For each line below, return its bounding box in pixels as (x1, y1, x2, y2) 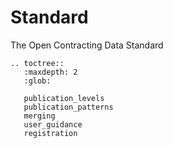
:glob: (23, 76, 52, 86)
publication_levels (23, 93, 105, 103)
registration (23, 128, 78, 138)
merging (23, 111, 56, 121)
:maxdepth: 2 (23, 67, 78, 77)
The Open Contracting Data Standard (10, 39, 164, 51)
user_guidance (23, 119, 83, 130)
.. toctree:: (10, 58, 65, 68)
